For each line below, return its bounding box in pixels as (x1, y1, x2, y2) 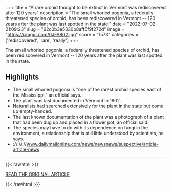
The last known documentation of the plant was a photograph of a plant (12, 113, 164, 120)
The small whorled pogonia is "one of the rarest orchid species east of (12, 86, 162, 92)
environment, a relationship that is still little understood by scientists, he (12, 130, 164, 136)
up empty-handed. (12, 108, 52, 114)
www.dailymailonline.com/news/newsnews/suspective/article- (26, 141, 159, 147)
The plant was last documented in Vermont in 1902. (12, 97, 121, 103)
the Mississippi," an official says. (12, 92, 82, 98)
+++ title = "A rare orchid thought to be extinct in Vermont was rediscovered (5, 5, 166, 10)
